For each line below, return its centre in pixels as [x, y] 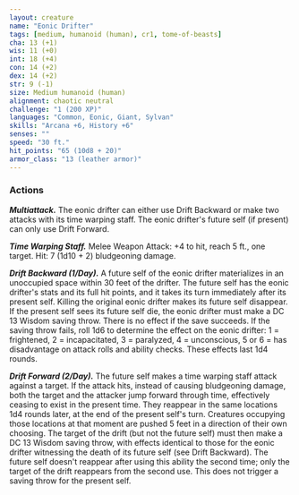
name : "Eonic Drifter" [51, 26]
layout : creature [42, 17]
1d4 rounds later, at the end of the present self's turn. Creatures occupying [147, 414]
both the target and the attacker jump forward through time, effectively [140, 395]
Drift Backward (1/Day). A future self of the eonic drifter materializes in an [147, 273]
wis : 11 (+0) [34, 51]
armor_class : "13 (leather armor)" [76, 159]
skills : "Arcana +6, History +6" [72, 126]
